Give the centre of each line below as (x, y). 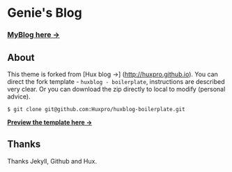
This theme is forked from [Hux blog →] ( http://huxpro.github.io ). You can (113, 74)
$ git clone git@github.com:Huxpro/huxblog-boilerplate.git (96, 109)
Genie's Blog (45, 13)
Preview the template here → (50, 122)
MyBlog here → (34, 35)
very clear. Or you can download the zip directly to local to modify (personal (116, 89)
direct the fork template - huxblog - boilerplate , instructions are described (116, 81)
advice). (19, 96)
